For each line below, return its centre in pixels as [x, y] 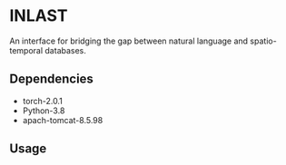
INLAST [39, 16]
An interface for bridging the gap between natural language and [128, 41]
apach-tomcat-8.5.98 [63, 120]
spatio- [263, 41]
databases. [65, 50]
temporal [26, 50]
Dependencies [51, 79]
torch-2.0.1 [43, 101]
